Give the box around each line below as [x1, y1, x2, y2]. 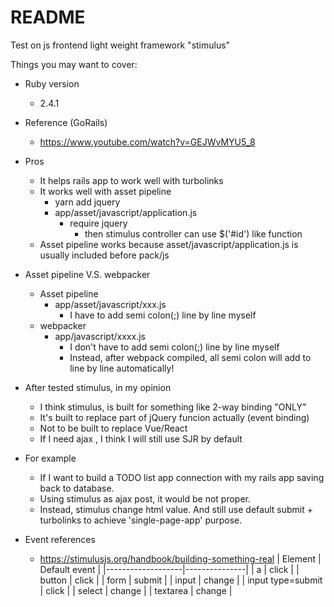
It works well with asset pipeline [39, 185, 172, 197]
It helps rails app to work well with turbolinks [39, 174, 224, 186]
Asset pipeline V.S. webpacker [24, 268, 151, 280]
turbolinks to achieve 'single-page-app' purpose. [39, 514, 243, 526]
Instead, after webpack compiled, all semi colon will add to [69, 351, 312, 363]
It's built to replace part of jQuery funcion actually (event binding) [39, 411, 310, 423]
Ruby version [24, 77, 80, 90]
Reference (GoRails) [24, 116, 108, 128]
